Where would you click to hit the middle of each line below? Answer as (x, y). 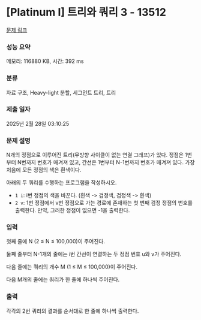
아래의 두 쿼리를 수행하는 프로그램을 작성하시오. (61, 183)
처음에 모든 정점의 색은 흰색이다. (44, 170)
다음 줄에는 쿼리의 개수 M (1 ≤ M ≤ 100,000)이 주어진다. (72, 267)
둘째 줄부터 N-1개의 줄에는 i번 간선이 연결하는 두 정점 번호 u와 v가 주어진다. (94, 254)
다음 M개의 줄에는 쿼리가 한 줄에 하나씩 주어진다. (63, 280)
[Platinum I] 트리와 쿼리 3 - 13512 (86, 12)
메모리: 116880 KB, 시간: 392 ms (45, 61)
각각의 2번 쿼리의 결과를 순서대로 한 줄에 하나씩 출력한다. (73, 311)
